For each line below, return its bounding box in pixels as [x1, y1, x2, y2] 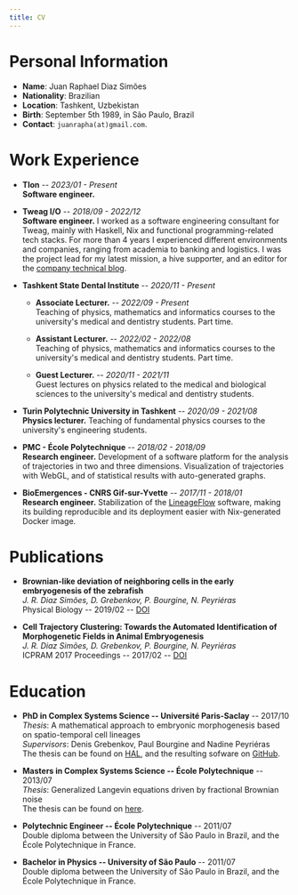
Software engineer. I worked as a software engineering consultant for [21, 215, 280, 226]
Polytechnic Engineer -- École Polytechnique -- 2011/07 [21, 820, 232, 832]
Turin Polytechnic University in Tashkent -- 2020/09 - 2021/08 [21, 406, 258, 416]
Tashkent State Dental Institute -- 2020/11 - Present [21, 279, 216, 290]
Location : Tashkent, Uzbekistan [21, 100, 140, 110]
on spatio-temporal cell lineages [21, 730, 141, 740]
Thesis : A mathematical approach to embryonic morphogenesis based [21, 720, 280, 730]
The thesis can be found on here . [21, 803, 144, 814]
